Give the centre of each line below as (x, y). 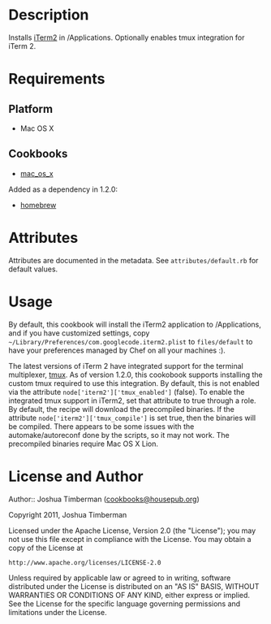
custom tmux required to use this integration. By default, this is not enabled (134, 383)
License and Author (76, 476)
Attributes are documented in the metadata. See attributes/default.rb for (133, 260)
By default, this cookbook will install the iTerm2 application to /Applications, (135, 324)
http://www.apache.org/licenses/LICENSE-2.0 (85, 562)
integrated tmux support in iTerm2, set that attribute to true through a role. (133, 401)
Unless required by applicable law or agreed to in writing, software (120, 578)
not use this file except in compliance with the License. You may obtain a (130, 539)
